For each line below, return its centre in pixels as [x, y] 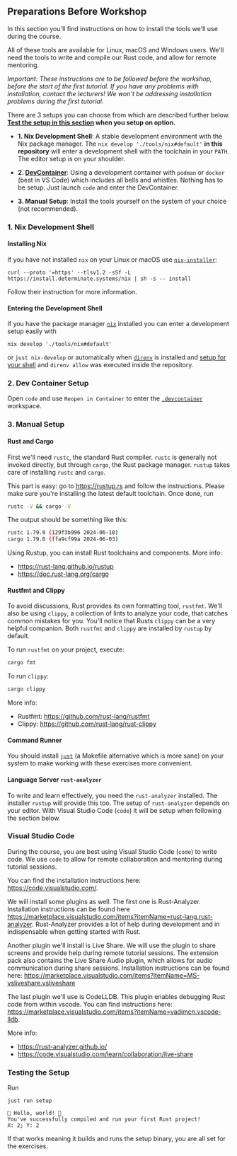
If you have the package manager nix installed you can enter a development [118, 324]
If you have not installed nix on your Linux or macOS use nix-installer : [112, 259]
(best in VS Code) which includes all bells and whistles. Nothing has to [120, 180]
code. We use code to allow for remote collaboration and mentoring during [115, 859]
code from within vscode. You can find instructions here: [90, 1004]
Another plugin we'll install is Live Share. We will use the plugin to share [111, 945]
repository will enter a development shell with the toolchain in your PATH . [123, 151]
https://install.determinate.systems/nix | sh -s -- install [99, 279]
